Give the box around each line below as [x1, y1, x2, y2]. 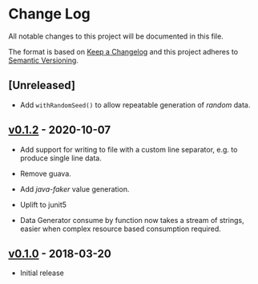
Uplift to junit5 [19, 200, 67, 209]
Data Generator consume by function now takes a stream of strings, [19, 215, 244, 225]
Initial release [19, 268, 64, 278]
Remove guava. [19, 168, 72, 178]
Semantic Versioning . [8, 55, 79, 65]
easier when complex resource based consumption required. [19, 224, 222, 233]
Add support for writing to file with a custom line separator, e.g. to [19, 144, 238, 154]
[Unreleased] [8, 79, 76, 92]
